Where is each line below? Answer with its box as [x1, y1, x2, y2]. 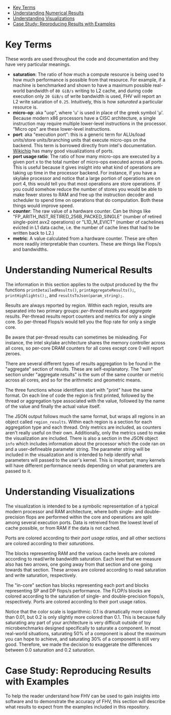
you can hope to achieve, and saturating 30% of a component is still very [5, 636, 160, 642]
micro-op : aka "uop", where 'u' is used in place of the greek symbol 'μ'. [12, 109, 164, 115]
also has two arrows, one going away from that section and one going [5, 561, 153, 567]
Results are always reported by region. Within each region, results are [5, 302, 153, 308]
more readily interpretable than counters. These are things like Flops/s [12, 240, 161, 247]
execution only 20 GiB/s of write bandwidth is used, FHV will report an [12, 93, 161, 99]
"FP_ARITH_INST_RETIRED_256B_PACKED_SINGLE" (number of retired [12, 213, 162, 219]
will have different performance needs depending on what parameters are [5, 462, 161, 468]
